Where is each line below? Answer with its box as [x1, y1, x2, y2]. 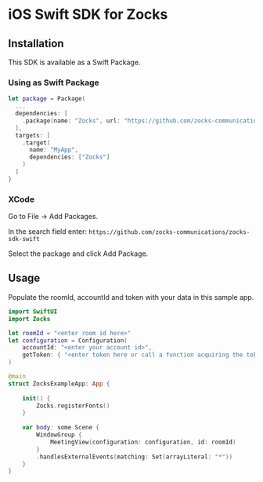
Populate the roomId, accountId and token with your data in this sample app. [8, 292, 254, 301]
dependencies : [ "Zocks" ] [28, 153, 110, 162]
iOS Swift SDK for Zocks [8, 5, 168, 24]
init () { [22, 394, 51, 402]
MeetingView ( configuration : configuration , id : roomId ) [49, 438, 236, 446]
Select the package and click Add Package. [8, 249, 149, 258]
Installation [8, 37, 64, 50]
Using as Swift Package [8, 77, 99, 88]
